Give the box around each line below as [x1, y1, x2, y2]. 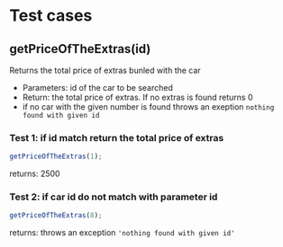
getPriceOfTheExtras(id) [9, 41, 151, 57]
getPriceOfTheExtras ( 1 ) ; [9, 152, 103, 162]
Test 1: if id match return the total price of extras [9, 131, 224, 144]
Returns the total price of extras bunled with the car [9, 65, 201, 75]
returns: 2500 [9, 168, 60, 180]
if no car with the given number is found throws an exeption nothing [22, 101, 275, 112]
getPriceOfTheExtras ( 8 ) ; [9, 211, 103, 220]
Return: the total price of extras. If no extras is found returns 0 [22, 92, 254, 102]
